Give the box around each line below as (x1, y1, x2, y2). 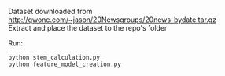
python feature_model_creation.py (8, 60, 122, 68)
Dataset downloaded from (8, 7, 93, 16)
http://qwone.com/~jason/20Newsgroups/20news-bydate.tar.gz (8, 15, 217, 24)
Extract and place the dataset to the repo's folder (8, 24, 168, 32)
